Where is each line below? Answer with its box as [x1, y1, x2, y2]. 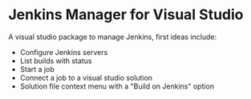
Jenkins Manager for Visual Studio [8, 6, 244, 24]
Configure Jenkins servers [19, 47, 108, 57]
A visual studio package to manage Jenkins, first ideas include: [8, 32, 217, 42]
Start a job [19, 64, 55, 73]
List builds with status [19, 56, 92, 65]
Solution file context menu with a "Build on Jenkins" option [19, 81, 215, 91]
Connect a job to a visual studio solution [19, 73, 153, 82]
